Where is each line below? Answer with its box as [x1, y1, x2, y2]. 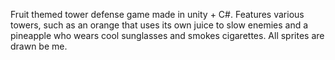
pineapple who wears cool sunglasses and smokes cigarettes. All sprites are [10, 30, 325, 41]
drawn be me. [10, 40, 68, 52]
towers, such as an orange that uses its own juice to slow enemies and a [10, 19, 309, 31]
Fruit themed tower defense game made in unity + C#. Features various [10, 9, 305, 20]
